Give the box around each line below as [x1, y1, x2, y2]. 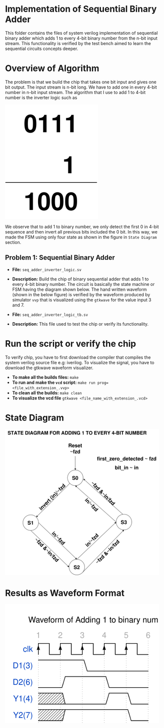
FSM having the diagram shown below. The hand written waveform [12, 286, 147, 292]
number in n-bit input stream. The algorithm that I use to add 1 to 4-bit [5, 89, 146, 95]
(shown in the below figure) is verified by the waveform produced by [12, 291, 150, 297]
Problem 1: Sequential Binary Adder [5, 254, 115, 262]
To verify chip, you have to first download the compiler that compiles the [5, 354, 151, 360]
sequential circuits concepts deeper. [5, 46, 79, 51]
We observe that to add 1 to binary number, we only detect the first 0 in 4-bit [5, 224, 159, 230]
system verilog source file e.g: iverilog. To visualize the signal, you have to [5, 359, 155, 365]
